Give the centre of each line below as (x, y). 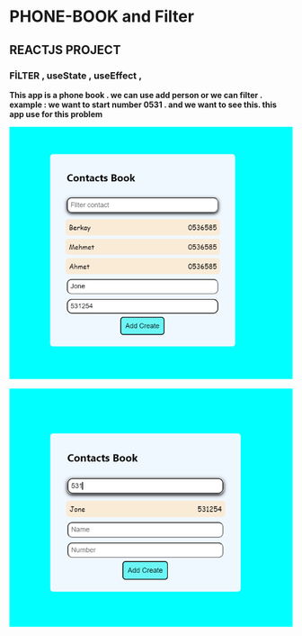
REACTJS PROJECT (65, 50)
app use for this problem (56, 114)
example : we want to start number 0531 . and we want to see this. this (143, 104)
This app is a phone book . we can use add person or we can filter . (136, 95)
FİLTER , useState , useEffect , (75, 76)
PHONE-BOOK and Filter (102, 17)
